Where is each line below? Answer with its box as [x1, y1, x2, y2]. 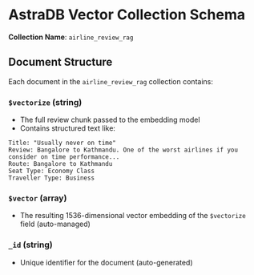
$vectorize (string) [8, 96, 83, 107]
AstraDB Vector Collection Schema [8, 6, 246, 24]
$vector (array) [8, 192, 67, 204]
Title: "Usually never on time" [8, 139, 116, 148]
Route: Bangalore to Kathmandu [8, 160, 113, 168]
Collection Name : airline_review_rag [8, 32, 134, 42]
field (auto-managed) [19, 219, 91, 229]
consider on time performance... [8, 153, 120, 161]
